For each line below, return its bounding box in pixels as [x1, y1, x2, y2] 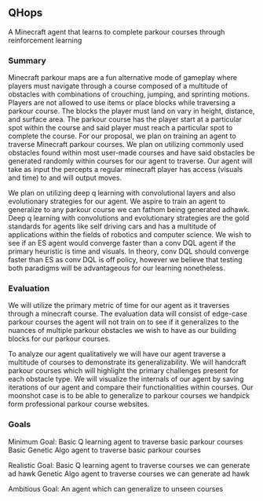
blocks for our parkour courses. [8, 334, 111, 344]
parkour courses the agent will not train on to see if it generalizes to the [8, 317, 239, 327]
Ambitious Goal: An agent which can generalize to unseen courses [8, 484, 224, 493]
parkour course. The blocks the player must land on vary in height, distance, [8, 106, 255, 116]
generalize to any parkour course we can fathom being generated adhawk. [8, 205, 250, 214]
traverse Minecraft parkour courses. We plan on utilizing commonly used [8, 140, 244, 149]
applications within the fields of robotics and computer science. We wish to [8, 230, 252, 240]
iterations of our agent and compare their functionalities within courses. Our [8, 382, 254, 392]
